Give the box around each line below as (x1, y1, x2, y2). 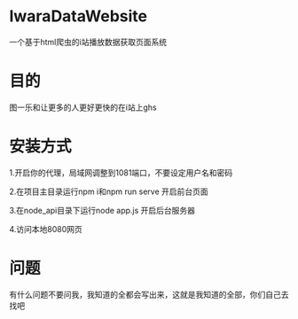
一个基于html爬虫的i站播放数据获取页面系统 (9, 36, 167, 47)
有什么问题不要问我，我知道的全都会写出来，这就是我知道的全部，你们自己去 (9, 289, 289, 300)
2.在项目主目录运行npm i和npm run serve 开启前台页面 (9, 186, 208, 197)
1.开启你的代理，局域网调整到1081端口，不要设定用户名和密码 (9, 167, 233, 178)
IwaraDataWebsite (9, 6, 148, 27)
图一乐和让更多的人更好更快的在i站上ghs (9, 102, 157, 113)
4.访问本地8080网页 (9, 223, 82, 234)
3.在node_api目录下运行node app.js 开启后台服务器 (9, 205, 196, 215)
